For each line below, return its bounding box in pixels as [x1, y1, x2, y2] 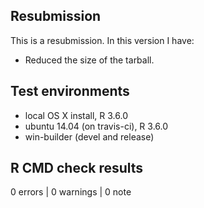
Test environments [10, 83, 130, 100]
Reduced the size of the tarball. [24, 54, 155, 66]
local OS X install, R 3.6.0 [24, 109, 129, 121]
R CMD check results [10, 160, 144, 177]
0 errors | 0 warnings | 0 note [10, 186, 132, 198]
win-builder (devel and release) [24, 130, 155, 143]
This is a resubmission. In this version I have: [10, 34, 195, 46]
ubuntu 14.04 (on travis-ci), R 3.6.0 [24, 120, 169, 132]
